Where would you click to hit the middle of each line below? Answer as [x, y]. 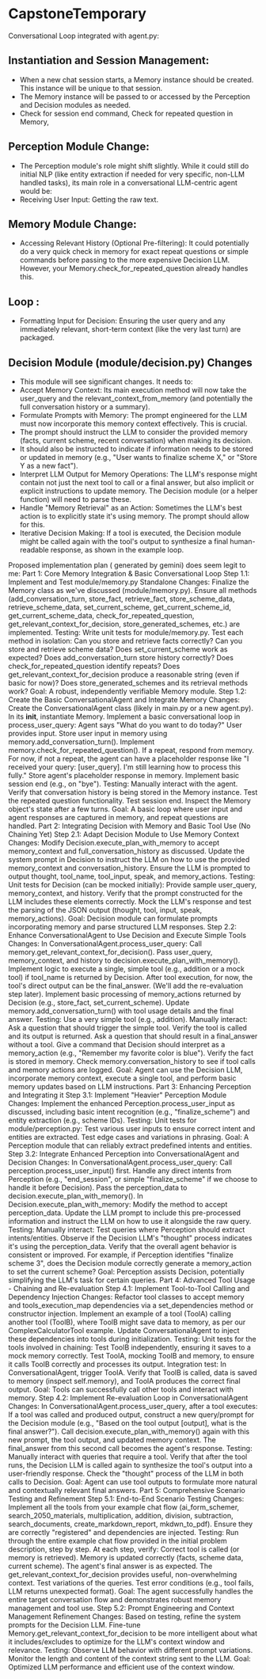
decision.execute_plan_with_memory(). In [76, 1196]
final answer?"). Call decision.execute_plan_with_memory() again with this [129, 1431]
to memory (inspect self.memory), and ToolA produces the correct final [124, 1381]
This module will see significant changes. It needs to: [106, 382]
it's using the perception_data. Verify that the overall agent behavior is [123, 1246]
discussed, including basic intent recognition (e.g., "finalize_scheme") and [129, 1112]
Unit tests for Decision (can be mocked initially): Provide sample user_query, [133, 885]
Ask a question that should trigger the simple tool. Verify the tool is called [128, 1028]
